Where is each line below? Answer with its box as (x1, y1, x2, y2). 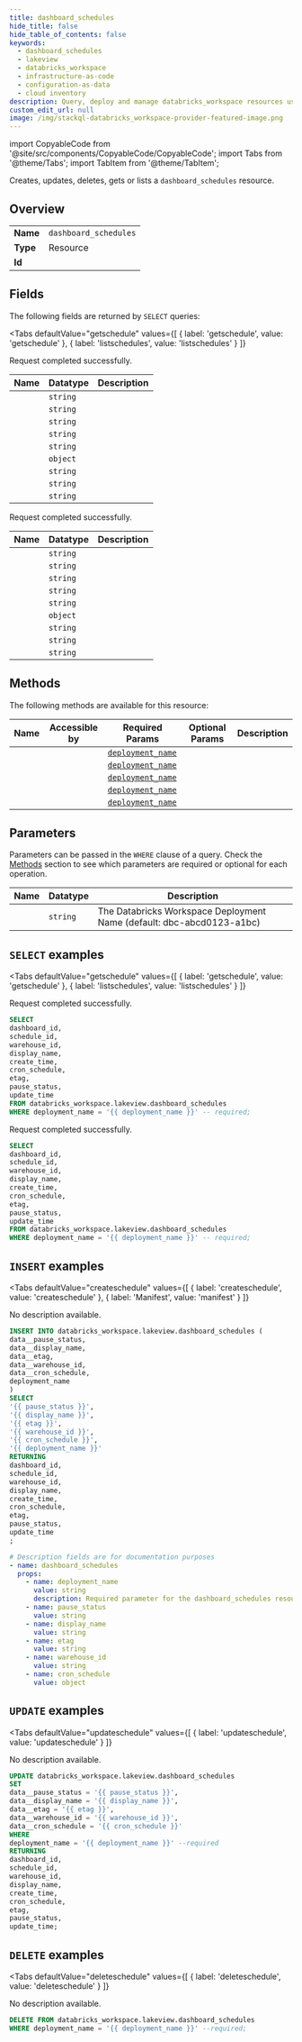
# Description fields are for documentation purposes (9, 1552, 216, 1562)
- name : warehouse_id (25, 1653, 106, 1663)
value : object (32, 1678, 87, 1687)
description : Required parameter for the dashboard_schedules (32, 1594, 271, 1604)
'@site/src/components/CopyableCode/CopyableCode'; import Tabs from (9, 148, 283, 159)
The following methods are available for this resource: (9, 699, 209, 710)
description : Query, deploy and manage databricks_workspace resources (9, 96, 283, 106)
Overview (9, 201, 66, 216)
